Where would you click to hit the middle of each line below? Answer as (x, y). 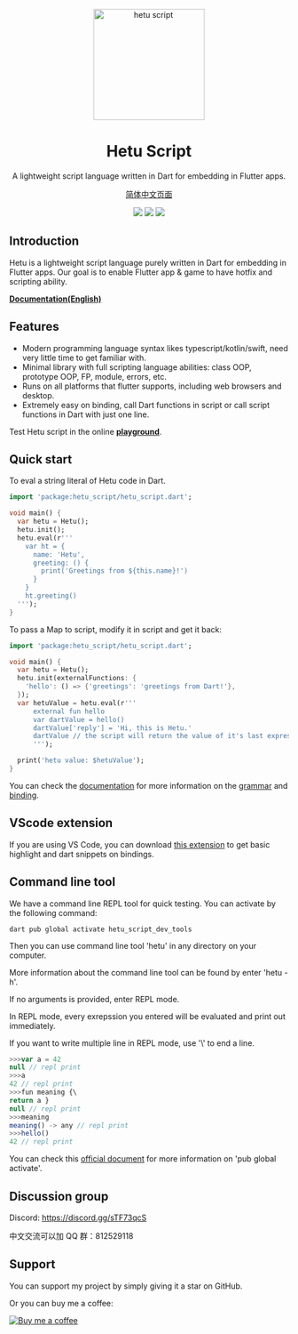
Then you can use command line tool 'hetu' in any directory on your (133, 945)
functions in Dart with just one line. (86, 414)
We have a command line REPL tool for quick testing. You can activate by (143, 904)
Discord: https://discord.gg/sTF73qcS (78, 1217)
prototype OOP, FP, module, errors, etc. (94, 376)
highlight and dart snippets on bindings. (82, 854)
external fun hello (68, 711)
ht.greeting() (51, 596)
